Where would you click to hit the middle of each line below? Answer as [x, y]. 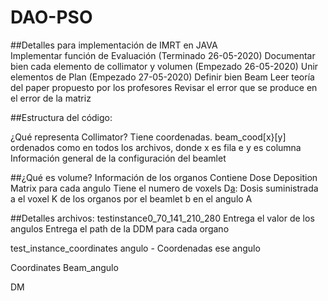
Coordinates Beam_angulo [64, 267]
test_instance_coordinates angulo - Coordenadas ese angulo [135, 248]
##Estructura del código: [61, 117]
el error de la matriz [51, 98]
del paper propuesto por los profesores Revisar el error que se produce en [164, 87]
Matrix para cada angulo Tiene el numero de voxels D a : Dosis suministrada [164, 188]
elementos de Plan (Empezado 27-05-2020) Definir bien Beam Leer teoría [162, 77]
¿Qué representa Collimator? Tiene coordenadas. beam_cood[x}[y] [148, 137]
